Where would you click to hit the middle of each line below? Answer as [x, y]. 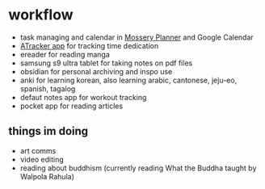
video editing [42, 159]
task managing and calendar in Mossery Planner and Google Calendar [137, 37]
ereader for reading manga [65, 54]
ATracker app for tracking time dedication [89, 45]
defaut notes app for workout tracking [83, 97]
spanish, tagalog [48, 88]
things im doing [48, 131]
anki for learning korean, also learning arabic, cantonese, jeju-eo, [128, 80]
